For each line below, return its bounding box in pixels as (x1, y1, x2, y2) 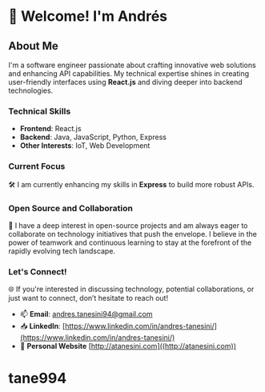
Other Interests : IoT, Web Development (19, 141, 151, 150)
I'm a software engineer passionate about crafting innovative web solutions (8, 60, 256, 70)
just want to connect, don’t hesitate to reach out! (8, 294, 169, 303)
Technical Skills (8, 106, 71, 117)
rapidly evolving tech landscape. (8, 246, 116, 255)
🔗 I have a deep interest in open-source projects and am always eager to (8, 220, 248, 230)
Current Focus (8, 161, 66, 172)
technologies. (8, 86, 54, 95)
